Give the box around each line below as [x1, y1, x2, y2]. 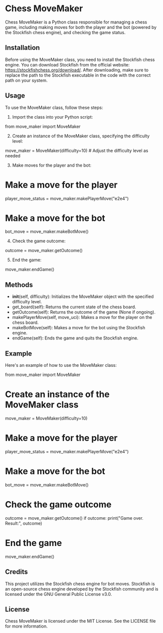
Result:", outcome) [5, 520, 42, 526]
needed [5, 152, 20, 159]
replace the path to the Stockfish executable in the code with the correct [5, 72, 151, 78]
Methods [5, 280, 33, 289]
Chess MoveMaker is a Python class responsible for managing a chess [5, 19, 147, 25]
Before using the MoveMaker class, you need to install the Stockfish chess [5, 57, 155, 63]
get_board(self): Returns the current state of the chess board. [12, 304, 137, 310]
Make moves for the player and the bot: [12, 162, 92, 168]
